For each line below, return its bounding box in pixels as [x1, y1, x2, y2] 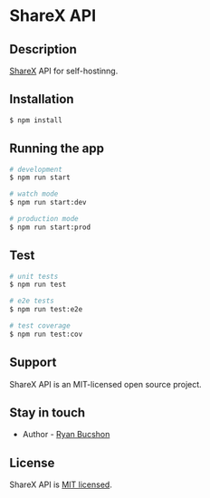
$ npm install [9, 115, 63, 125]
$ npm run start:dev [9, 198, 88, 207]
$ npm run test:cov [9, 330, 83, 339]
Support [9, 355, 57, 370]
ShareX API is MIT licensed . [9, 479, 113, 490]
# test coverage [9, 321, 71, 330]
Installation [9, 91, 74, 107]
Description [9, 42, 77, 57]
